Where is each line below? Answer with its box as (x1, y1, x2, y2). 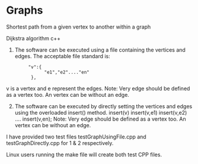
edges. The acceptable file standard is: (14, 52, 111, 59)
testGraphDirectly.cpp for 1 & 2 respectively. (6, 139, 114, 146)
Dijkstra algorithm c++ (6, 34, 61, 42)
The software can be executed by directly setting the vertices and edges (14, 102, 193, 110)
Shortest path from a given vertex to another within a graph (6, 23, 151, 30)
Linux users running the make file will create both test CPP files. (6, 151, 162, 158)
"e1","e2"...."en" (44, 69, 90, 75)
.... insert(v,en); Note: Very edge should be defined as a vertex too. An (14, 115, 186, 122)
